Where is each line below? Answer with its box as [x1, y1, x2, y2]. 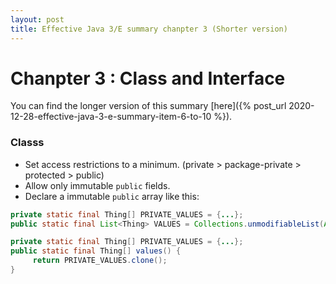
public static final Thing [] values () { [10, 246, 182, 256]
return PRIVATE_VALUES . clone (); [32, 256, 168, 266]
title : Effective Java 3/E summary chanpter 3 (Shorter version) [10, 24, 288, 34]
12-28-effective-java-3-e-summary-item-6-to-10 [10, 111, 212, 123]
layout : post [10, 14, 65, 25]
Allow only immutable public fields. [24, 179, 171, 191]
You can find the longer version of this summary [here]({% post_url [10, 100, 287, 112]
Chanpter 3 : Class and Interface [10, 67, 286, 90]
